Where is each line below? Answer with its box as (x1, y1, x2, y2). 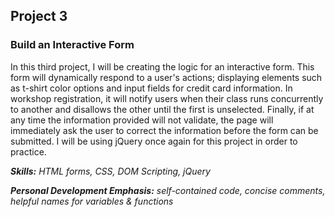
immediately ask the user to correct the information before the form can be (10, 124, 319, 136)
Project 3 (10, 8, 68, 25)
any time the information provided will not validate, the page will (10, 114, 274, 126)
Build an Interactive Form (10, 38, 135, 52)
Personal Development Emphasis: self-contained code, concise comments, (10, 184, 326, 196)
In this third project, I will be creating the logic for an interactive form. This (10, 60, 315, 73)
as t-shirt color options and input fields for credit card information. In (10, 82, 293, 94)
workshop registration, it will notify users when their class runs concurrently (10, 92, 324, 104)
